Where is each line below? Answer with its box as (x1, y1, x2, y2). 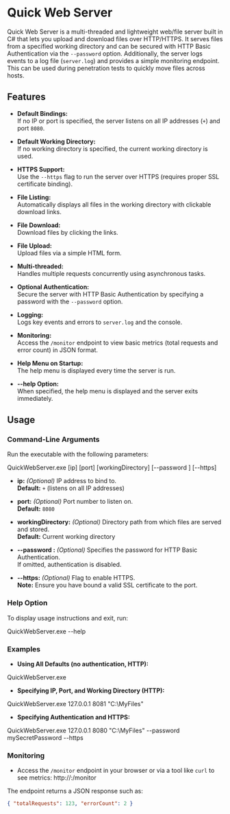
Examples (7, 644, 41, 653)
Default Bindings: (16, 109, 68, 117)
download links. (16, 207, 62, 216)
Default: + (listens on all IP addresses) (16, 484, 125, 492)
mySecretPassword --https (7, 734, 84, 742)
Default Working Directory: (16, 137, 96, 146)
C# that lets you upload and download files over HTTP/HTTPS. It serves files (7, 34, 223, 43)
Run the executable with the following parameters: (7, 450, 149, 458)
